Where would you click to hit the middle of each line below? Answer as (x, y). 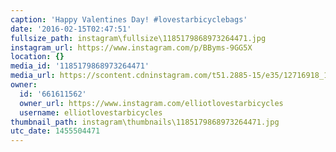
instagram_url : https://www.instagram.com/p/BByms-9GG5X (131, 47)
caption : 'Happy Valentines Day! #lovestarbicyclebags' (129, 19)
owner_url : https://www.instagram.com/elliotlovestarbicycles (151, 103)
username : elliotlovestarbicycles (91, 112)
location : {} (37, 57)
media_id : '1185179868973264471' (80, 66)
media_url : (33, 76)
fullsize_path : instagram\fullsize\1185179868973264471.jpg (138, 38)
